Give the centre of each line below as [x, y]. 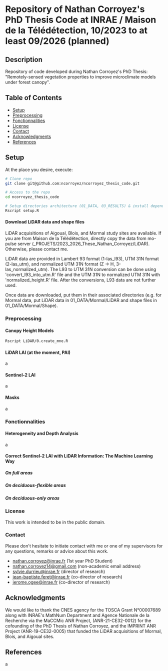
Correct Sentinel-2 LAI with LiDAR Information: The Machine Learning [79, 456]
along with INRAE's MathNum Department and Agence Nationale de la [77, 615]
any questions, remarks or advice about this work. [57, 551]
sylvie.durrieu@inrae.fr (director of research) [59, 571]
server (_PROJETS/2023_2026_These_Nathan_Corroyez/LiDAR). [83, 244]
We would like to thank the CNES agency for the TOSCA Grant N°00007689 [83, 610]
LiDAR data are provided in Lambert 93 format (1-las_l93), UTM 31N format [82, 259]
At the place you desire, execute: [39, 169]
